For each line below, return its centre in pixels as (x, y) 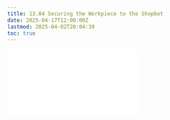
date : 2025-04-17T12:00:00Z (48, 20)
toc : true (22, 33)
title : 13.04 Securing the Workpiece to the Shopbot (85, 14)
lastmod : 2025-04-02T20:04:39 (51, 27)
